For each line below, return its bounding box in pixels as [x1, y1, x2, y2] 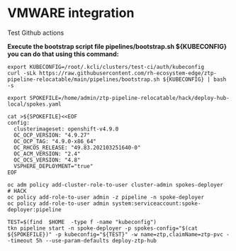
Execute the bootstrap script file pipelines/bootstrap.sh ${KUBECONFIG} [7, 42, 227, 50]
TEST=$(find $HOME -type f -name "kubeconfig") [7, 218, 157, 225]
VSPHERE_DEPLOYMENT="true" [13, 162, 94, 169]
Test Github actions [7, 28, 64, 37]
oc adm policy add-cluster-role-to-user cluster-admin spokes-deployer [7, 181, 223, 189]
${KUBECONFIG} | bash [162, 76, 227, 83]
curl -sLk [7, 69, 37, 77]
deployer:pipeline [7, 206, 62, 213]
